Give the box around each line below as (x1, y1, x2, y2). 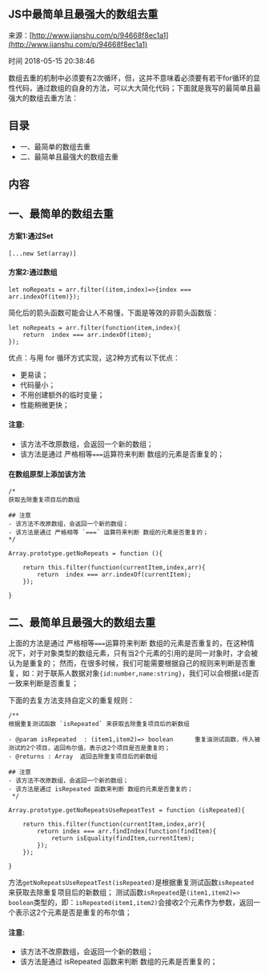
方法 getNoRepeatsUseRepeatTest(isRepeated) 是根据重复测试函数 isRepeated (8, 878, 255, 887)
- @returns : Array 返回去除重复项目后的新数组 (8, 753, 158, 761)
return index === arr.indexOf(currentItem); (37, 570, 192, 579)
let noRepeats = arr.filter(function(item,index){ (8, 323, 181, 331)
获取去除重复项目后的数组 (8, 496, 80, 504)
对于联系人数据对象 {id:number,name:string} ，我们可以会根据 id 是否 (35, 668, 259, 678)
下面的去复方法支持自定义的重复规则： (8, 696, 134, 705)
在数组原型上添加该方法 (8, 469, 86, 479)
